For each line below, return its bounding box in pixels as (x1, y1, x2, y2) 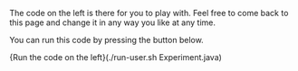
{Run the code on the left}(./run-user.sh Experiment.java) (9, 52, 222, 62)
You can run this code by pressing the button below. (9, 35, 204, 45)
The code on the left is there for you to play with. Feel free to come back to (9, 8, 289, 18)
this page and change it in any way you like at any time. (9, 17, 216, 28)
